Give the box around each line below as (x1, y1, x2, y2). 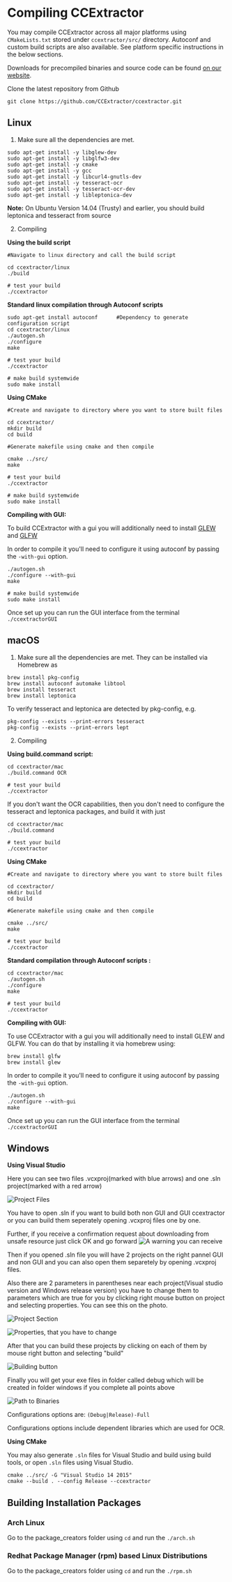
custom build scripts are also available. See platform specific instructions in (7, 42, 224, 51)
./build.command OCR (7, 769, 68, 776)
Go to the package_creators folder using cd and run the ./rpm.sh (7, 1567, 192, 1575)
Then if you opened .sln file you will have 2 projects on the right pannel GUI (7, 1250, 224, 1259)
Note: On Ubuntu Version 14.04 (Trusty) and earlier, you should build (7, 203, 205, 212)
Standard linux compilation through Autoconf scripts (7, 300, 164, 309)
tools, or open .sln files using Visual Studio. (7, 1458, 134, 1467)
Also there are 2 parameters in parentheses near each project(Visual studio (7, 1279, 224, 1287)
